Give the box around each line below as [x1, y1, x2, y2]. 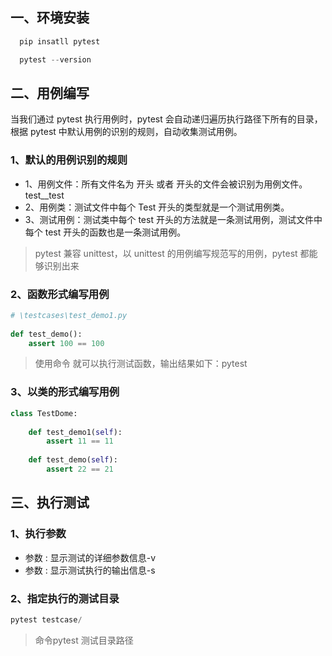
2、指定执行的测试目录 [10, 591, 120, 605]
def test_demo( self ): [28, 455, 118, 465]
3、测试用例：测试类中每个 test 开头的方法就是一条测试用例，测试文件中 [24, 213, 323, 225]
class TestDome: [10, 408, 78, 418]
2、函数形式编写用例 [10, 287, 110, 301]
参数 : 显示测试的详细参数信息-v [24, 551, 157, 563]
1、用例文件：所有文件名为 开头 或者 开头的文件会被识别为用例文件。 [24, 178, 308, 190]
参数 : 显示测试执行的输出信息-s [24, 564, 156, 576]
